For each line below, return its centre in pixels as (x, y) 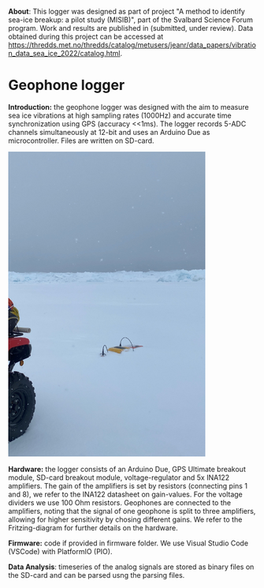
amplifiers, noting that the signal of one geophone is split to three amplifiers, (132, 511)
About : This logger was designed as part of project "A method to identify (127, 11)
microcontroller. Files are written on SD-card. (82, 140)
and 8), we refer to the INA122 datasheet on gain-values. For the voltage (125, 494)
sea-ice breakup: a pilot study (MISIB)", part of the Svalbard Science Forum (131, 20)
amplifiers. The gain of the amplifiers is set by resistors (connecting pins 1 (128, 485)
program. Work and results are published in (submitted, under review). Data (131, 28)
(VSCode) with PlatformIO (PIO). (60, 551)
